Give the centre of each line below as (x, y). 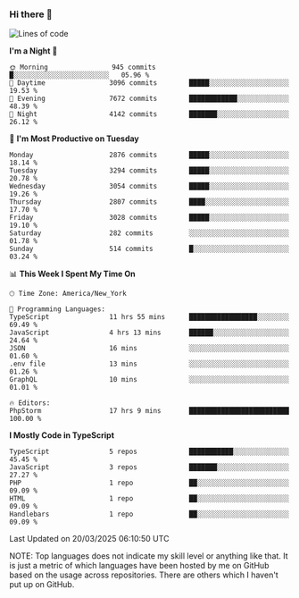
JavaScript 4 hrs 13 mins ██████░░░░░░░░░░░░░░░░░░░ (149, 333)
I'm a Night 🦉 (33, 51)
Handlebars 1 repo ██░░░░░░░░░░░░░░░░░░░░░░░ (149, 514)
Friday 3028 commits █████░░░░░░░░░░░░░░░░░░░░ (149, 218)
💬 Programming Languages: (57, 309)
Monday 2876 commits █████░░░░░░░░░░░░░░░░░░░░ (149, 156)
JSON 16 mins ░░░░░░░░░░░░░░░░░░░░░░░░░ (149, 349)
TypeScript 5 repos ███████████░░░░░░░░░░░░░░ (149, 452)
